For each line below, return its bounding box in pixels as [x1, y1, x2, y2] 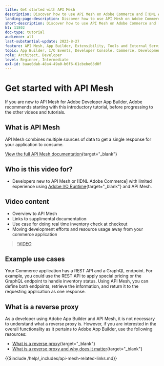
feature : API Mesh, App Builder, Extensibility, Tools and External [5, 43, 147, 48]
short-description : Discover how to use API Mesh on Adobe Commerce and [5, 21, 156, 26]
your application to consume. [5, 141, 64, 147]
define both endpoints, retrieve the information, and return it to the [5, 283, 139, 289]
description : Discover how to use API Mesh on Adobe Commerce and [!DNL [5, 12, 156, 17]
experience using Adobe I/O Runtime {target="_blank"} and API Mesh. [12, 183, 152, 189]
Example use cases [5, 255, 65, 263]
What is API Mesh [5, 123, 60, 132]
